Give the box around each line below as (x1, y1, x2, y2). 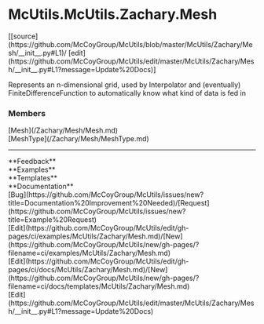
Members (8, 107, 46, 118)
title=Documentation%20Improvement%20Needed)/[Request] (8, 198, 210, 208)
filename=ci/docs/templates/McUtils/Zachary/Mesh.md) (8, 282, 190, 291)
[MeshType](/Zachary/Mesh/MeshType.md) (8, 134, 149, 144)
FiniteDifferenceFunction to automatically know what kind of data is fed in (8, 88, 246, 97)
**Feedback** (8, 157, 57, 166)
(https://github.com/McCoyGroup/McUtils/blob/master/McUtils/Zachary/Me (8, 39, 253, 49)
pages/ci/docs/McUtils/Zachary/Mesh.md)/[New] (8, 265, 168, 275)
